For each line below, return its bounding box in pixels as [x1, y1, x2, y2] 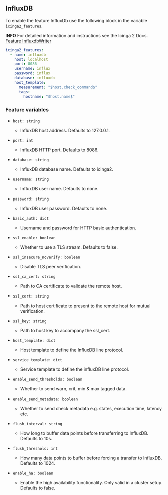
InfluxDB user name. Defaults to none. [20, 185, 99, 191]
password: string [12, 196, 49, 202]
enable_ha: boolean [12, 471, 54, 476]
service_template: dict [12, 357, 63, 362]
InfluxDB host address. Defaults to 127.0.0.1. [20, 127, 110, 133]
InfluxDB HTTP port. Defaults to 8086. [20, 147, 99, 153]
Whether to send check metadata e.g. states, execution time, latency [20, 405, 162, 411]
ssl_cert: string [12, 293, 49, 299]
